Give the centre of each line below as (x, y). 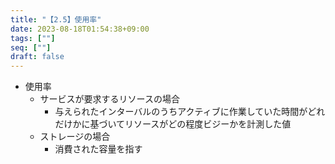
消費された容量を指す (98, 149)
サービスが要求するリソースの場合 (109, 99)
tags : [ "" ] (33, 38)
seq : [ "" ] (31, 47)
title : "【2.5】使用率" (56, 19)
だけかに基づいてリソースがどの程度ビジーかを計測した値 (173, 124)
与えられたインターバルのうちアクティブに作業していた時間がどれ (190, 112)
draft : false (37, 57)
